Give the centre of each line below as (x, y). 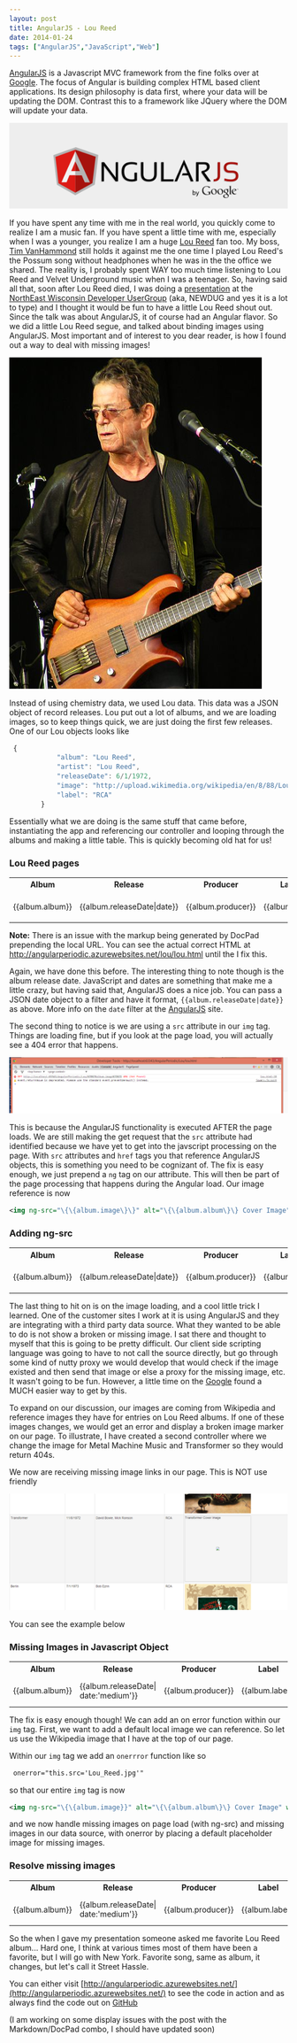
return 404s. (32, 1454)
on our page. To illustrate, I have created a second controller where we (138, 1436)
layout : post (33, 19)
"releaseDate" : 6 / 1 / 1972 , (104, 776)
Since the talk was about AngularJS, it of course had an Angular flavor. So (144, 316)
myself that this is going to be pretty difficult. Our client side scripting (135, 1343)
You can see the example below (67, 1624)
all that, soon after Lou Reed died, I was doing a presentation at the (131, 289)
